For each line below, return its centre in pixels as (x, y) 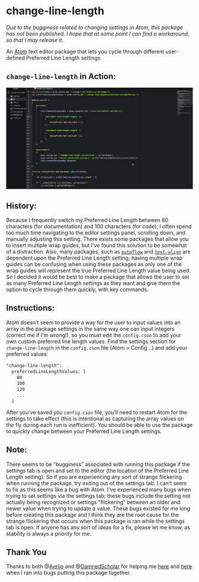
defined (16, 58)
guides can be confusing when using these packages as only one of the (94, 264)
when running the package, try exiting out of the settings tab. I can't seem (97, 483)
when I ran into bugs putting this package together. (68, 573)
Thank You (26, 552)
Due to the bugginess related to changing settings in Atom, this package (95, 27)
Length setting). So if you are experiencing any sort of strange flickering (94, 477)
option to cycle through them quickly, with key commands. (78, 289)
